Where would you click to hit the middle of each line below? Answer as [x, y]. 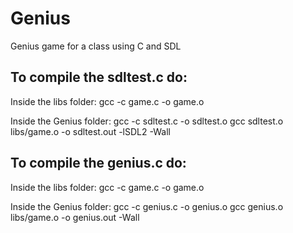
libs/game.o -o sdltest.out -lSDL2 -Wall [90, 131]
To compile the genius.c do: [98, 163]
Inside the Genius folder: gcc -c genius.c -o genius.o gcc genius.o [147, 206]
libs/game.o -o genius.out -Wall [75, 217]
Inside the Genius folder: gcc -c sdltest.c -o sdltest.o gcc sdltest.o [147, 121]
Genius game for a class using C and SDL [96, 46]
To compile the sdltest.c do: [99, 77]
